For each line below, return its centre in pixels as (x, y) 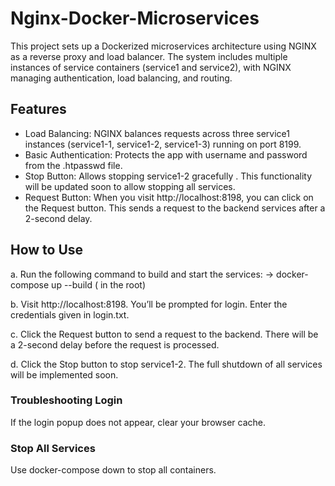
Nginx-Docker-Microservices (135, 18)
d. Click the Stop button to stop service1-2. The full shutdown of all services (166, 364)
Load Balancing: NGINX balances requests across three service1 (157, 133)
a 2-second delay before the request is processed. (115, 344)
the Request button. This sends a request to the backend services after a (175, 208)
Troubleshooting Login (66, 400)
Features (38, 109)
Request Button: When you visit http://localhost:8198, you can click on (169, 197)
